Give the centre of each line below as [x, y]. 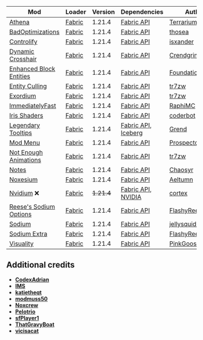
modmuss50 [31, 298]
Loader [76, 12]
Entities [20, 76]
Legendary [25, 125]
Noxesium [24, 179]
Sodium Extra [28, 234]
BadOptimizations [34, 32]
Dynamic [22, 52]
